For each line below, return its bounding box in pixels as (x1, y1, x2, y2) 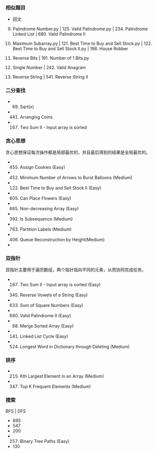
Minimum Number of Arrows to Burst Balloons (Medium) (19, 174, 133, 181)
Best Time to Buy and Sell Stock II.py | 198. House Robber (12, 46, 128, 52)
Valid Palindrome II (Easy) (19, 313, 71, 319)
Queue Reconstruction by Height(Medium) (19, 236, 105, 242)
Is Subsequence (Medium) (19, 216, 73, 222)
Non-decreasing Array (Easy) (19, 205, 79, 211)
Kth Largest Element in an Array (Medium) (19, 373, 104, 379)
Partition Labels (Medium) (19, 226, 72, 232)
